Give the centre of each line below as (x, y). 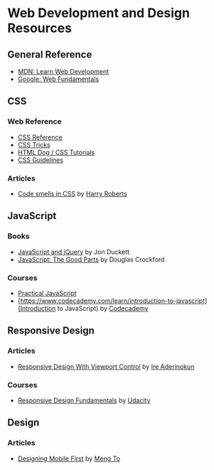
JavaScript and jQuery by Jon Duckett (74, 252)
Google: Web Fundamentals (58, 79)
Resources (40, 28)
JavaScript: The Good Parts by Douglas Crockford (91, 259)
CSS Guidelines (41, 160)
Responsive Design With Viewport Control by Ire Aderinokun (106, 366)
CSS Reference (40, 137)
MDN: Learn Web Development (63, 71)
